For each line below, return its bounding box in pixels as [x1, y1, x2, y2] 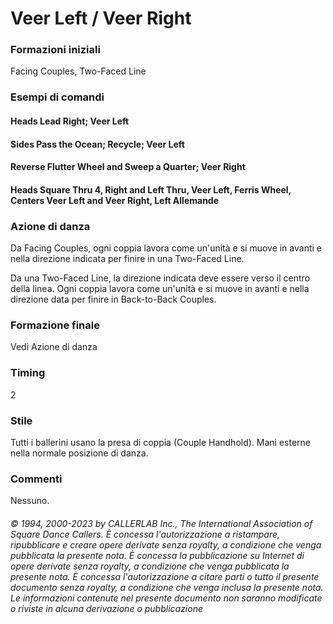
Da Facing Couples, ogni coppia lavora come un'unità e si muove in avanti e [10, 242, 322, 254]
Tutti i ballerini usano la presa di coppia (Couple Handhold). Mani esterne [10, 436, 311, 448]
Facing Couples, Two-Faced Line [10, 65, 147, 77]
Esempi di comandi [10, 90, 105, 104]
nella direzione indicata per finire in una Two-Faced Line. [10, 253, 245, 265]
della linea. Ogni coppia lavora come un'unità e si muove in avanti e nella [10, 283, 310, 295]
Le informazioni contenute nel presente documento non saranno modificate [10, 592, 323, 604]
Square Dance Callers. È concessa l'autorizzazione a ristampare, [10, 528, 281, 540]
